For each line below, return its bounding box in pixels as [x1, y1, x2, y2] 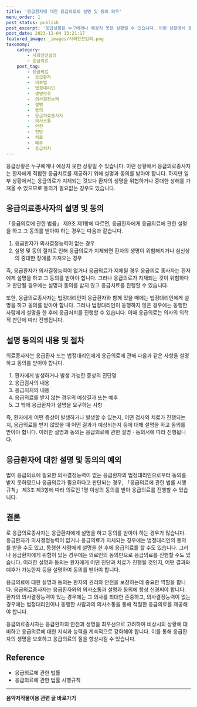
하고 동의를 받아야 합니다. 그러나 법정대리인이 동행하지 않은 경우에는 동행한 [16, 301, 188, 309]
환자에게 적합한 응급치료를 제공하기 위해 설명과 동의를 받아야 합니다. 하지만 [12, 170, 183, 177]
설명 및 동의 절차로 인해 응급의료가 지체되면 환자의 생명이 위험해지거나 [14, 247, 175, 254]
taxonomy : [6, 42, 30, 48]
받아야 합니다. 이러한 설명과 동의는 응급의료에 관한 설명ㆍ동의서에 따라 [6, 429, 166, 436]
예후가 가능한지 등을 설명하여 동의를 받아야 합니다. [6, 566, 121, 573]
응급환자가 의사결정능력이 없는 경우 [14, 240, 95, 247]
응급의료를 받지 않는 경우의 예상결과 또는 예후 [14, 394, 118, 401]
